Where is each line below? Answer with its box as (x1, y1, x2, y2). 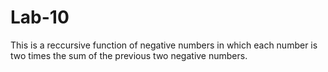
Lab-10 (10, 6, 70, 29)
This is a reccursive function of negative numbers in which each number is (10, 39, 318, 51)
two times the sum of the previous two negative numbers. (10, 49, 248, 61)
